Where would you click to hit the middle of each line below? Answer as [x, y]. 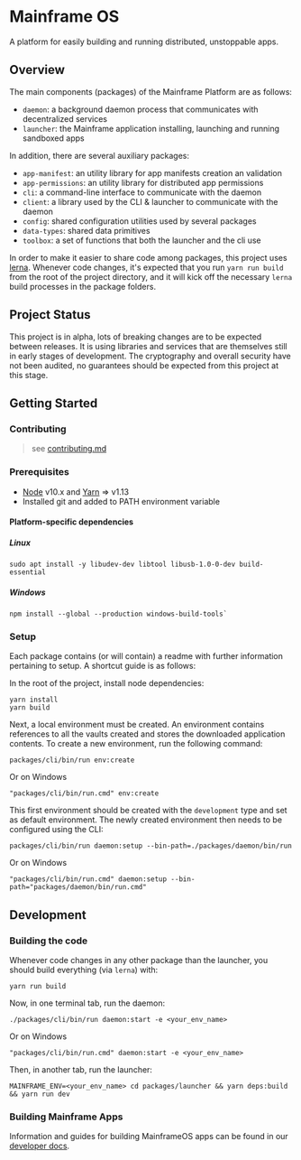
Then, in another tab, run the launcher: [81, 1070]
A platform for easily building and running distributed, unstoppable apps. [144, 42]
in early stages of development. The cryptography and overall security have [150, 356]
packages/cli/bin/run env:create [72, 760]
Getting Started [54, 403]
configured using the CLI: [56, 830]
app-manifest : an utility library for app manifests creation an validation [152, 172]
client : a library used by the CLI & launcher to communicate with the [150, 201]
